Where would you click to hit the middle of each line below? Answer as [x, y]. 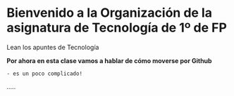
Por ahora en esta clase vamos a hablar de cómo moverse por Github [109, 60]
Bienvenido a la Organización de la [110, 13]
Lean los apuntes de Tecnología [53, 47]
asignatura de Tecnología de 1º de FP [117, 28]
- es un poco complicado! [44, 74]
